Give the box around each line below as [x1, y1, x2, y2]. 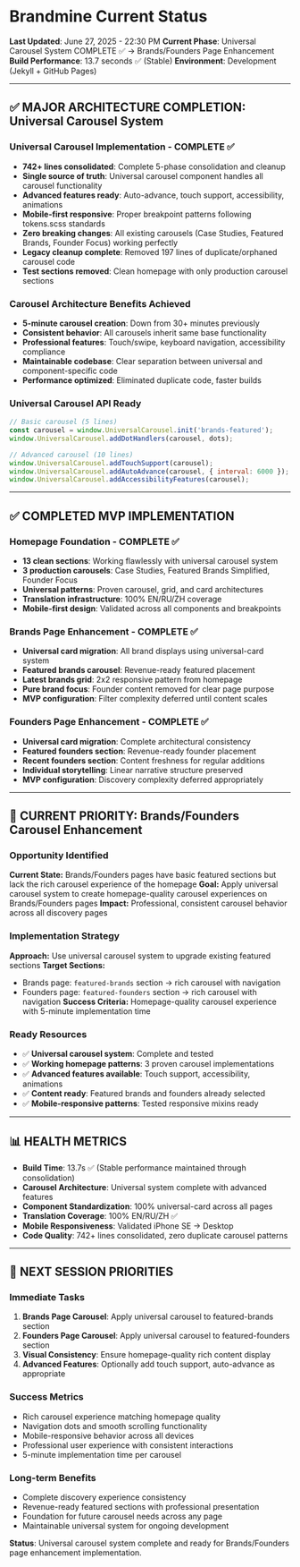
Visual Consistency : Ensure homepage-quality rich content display [21, 1350, 271, 1360]
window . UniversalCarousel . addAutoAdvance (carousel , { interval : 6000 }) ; [9, 467, 290, 476]
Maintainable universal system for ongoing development [21, 1520, 229, 1531]
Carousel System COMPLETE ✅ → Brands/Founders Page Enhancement [9, 45, 275, 55]
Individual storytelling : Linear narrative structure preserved [21, 764, 244, 775]
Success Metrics [9, 1391, 85, 1403]
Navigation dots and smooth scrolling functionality [21, 1420, 208, 1431]
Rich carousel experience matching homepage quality [21, 1411, 221, 1422]
